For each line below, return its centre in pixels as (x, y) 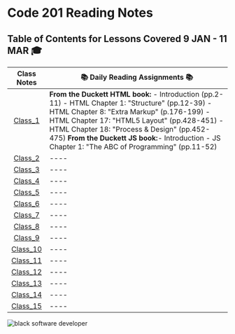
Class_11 (27, 260)
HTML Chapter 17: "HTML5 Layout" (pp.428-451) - (136, 120)
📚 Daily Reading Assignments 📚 (137, 77)
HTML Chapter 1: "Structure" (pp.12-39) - (141, 103)
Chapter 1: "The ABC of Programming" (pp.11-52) (133, 147)
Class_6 (27, 203)
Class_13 (27, 283)
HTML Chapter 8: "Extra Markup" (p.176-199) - (130, 112)
